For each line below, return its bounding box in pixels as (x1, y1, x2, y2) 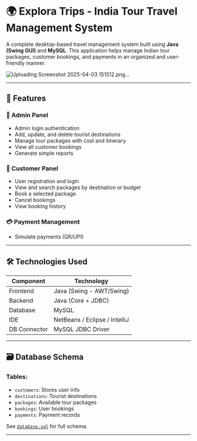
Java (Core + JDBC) (53, 297, 110, 305)
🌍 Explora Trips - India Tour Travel (6, 5, 178, 18)
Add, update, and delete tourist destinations (14, 131, 121, 138)
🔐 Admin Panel (6, 111, 49, 120)
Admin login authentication (14, 124, 80, 131)
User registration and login (14, 177, 79, 184)
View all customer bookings (14, 143, 82, 150)
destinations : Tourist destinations (14, 392, 97, 399)
